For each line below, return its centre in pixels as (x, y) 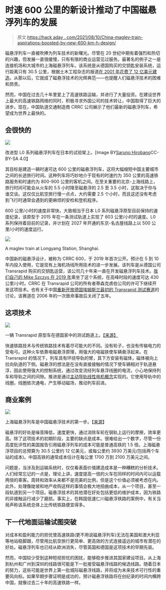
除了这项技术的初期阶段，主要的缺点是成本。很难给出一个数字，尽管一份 (87, 438)
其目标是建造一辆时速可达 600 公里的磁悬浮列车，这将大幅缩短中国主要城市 (82, 169)
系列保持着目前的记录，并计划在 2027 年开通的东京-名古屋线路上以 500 (78, 223)
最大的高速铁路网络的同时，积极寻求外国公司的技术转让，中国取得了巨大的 (85, 101)
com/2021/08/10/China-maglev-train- (105, 37)
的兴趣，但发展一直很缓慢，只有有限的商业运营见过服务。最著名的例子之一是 (83, 59)
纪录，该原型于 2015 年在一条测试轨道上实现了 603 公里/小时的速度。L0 (83, 216)
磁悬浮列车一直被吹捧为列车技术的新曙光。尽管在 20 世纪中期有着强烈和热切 (83, 53)
